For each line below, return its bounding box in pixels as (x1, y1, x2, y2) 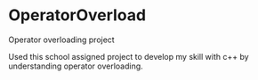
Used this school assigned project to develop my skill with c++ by (8, 51, 250, 62)
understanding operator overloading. (8, 61, 143, 71)
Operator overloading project (8, 34, 115, 45)
